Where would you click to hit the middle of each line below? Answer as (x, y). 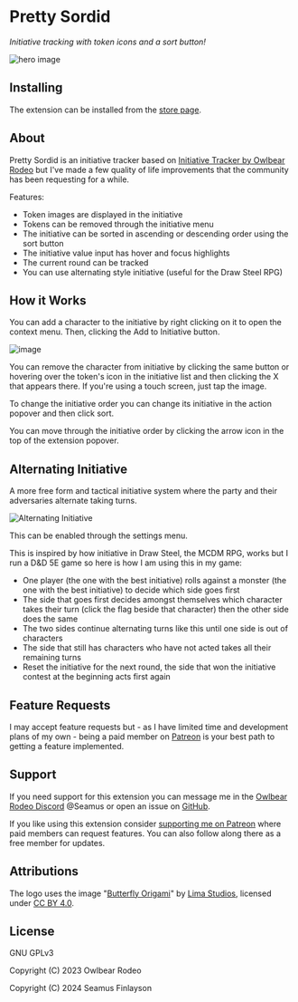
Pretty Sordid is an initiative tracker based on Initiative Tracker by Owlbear (147, 159)
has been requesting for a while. (69, 179)
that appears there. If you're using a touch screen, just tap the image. (138, 386)
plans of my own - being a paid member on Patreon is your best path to (142, 737)
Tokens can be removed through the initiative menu (118, 224)
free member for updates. (57, 843)
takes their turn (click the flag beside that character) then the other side (155, 610)
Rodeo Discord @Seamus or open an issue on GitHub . (110, 806)
